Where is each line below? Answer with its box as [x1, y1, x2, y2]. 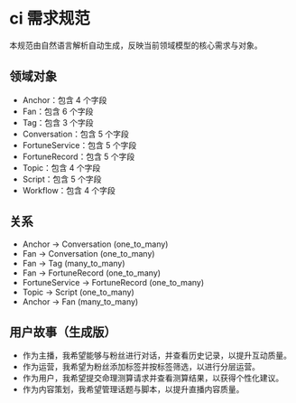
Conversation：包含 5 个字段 [22, 128, 129, 139]
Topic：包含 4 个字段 [22, 162, 101, 173]
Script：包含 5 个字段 [22, 173, 102, 184]
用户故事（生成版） [9, 324, 116, 340]
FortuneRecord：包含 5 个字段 [22, 151, 135, 162]
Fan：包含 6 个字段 [22, 106, 94, 117]
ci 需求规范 [9, 8, 90, 29]
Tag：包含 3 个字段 [22, 117, 94, 127]
